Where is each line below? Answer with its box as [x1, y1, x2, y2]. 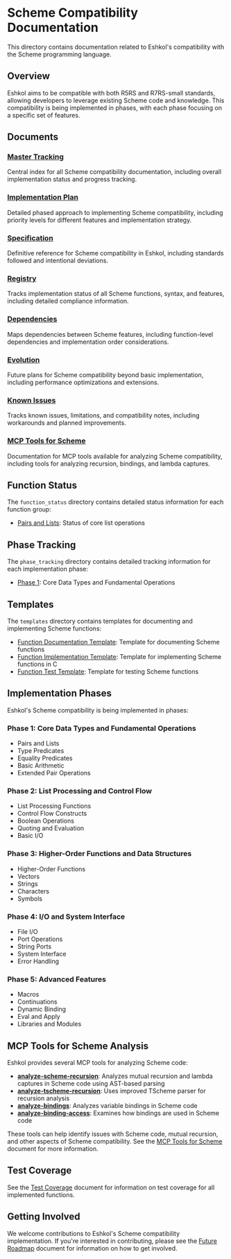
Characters [17, 887, 50, 895]
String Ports [17, 942, 52, 951]
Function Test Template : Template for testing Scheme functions [17, 667, 199, 676]
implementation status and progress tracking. [7, 175, 137, 184]
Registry [7, 274, 37, 283]
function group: [7, 505, 52, 514]
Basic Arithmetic [17, 761, 65, 770]
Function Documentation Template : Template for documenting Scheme [17, 638, 220, 646]
